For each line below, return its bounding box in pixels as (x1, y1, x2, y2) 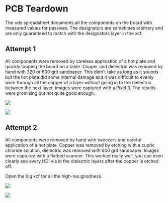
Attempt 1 (5, 45, 36, 53)
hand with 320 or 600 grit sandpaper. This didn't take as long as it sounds (5, 69, 158, 75)
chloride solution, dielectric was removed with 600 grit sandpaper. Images (5, 147, 159, 153)
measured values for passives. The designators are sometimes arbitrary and (5, 25, 163, 31)
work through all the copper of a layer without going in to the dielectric (5, 79, 152, 85)
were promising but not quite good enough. (5, 90, 95, 96)
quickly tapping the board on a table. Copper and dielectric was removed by (5, 63, 163, 69)
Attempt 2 (5, 123, 37, 132)
